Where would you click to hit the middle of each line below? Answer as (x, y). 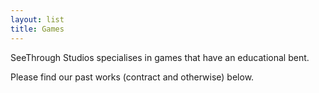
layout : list (37, 19)
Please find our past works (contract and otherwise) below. (132, 77)
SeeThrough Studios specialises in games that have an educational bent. (160, 57)
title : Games (37, 29)
